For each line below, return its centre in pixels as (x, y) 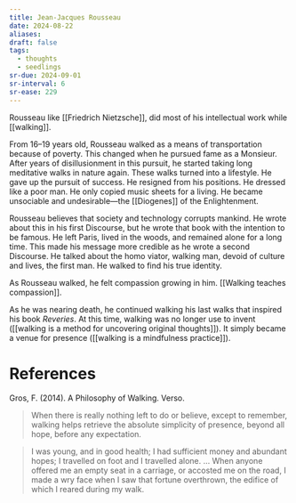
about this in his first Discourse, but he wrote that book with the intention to (147, 227)
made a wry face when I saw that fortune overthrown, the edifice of (155, 480)
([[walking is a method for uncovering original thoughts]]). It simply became (148, 328)
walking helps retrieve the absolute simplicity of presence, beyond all (158, 425)
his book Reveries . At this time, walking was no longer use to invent (132, 319)
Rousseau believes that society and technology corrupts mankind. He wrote (148, 218)
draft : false (33, 42)
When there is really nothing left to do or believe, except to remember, (159, 416)
